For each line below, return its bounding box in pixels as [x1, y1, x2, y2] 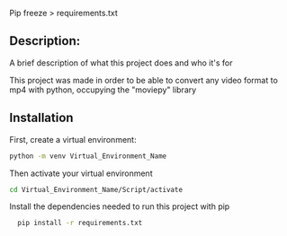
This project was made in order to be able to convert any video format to [9, 74, 279, 85]
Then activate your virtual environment [9, 168, 153, 179]
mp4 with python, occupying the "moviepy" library [9, 84, 197, 95]
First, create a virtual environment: [9, 134, 137, 144]
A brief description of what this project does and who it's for [9, 57, 233, 68]
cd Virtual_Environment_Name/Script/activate [9, 185, 183, 194]
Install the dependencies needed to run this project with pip [9, 201, 230, 212]
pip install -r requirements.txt [17, 219, 143, 228]
